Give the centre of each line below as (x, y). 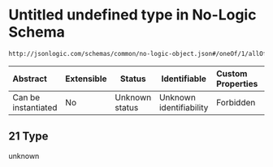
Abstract (30, 79)
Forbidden (236, 102)
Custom (232, 73)
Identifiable (184, 79)
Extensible (86, 79)
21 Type (28, 137)
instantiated (35, 107)
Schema (37, 32)
